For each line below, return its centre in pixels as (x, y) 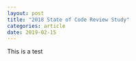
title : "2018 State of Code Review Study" (68, 20)
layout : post (26, 13)
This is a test (25, 52)
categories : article (37, 26)
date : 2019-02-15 (32, 32)
